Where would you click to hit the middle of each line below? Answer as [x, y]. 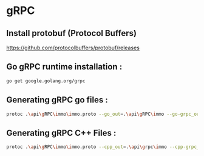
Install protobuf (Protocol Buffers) [72, 33]
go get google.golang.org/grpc [46, 81]
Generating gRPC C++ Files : [61, 133]
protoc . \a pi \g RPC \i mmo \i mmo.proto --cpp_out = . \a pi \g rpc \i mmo [87, 147]
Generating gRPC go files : [57, 100]
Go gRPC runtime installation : [64, 67]
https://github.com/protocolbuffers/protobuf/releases [73, 48]
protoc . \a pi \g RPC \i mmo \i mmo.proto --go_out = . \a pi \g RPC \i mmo [85, 114]
